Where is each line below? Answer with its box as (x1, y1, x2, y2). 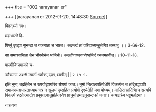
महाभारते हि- (5, 33, 24, 38)
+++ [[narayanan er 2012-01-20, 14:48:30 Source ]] (5, 14, 107, 19)
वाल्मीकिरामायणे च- (5, 62, 35, 68)
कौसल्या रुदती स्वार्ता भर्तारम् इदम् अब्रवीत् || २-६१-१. (5, 72, 87, 77)
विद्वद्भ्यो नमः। (5, 23, 27, 29)
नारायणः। (5, 102, 20, 108)
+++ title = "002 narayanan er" (5, 4, 67, 10)
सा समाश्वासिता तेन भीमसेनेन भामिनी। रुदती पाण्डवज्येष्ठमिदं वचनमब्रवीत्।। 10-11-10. (5, 52, 138, 58)
